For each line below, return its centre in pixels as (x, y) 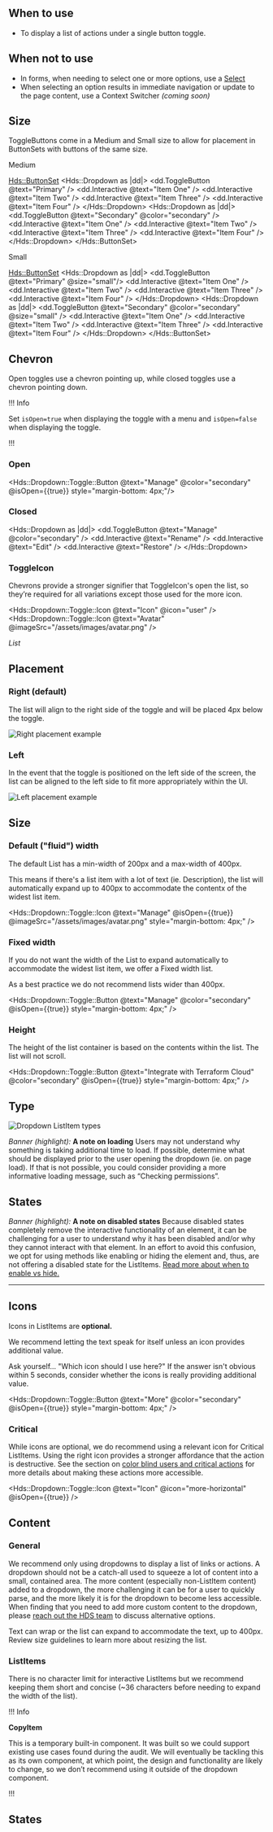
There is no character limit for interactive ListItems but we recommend (126, 1679)
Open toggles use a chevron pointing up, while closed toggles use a (122, 378)
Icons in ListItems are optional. (61, 1326)
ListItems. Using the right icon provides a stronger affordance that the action (136, 1455)
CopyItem (26, 1728)
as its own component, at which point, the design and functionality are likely (136, 1760)
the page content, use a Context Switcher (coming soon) (115, 95)
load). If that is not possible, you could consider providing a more (117, 1168)
